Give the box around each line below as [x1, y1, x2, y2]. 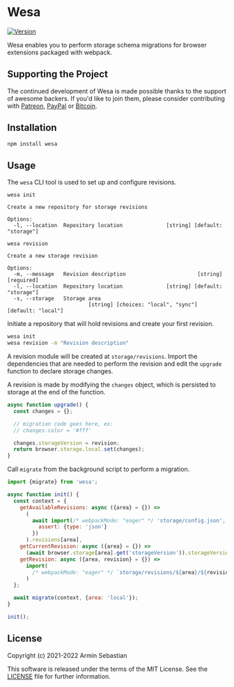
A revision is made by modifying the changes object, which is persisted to [7, 380, 216, 389]
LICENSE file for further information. [7, 672, 111, 680]
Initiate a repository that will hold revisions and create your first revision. [7, 320, 214, 328]
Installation [7, 122, 57, 134]
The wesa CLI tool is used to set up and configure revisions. [7, 178, 177, 187]
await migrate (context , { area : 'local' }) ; [13, 594, 139, 601]
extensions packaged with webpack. [7, 48, 113, 56]
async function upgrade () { [7, 401, 89, 408]
